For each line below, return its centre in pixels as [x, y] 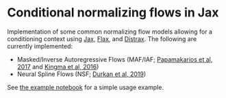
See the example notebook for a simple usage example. [86, 87]
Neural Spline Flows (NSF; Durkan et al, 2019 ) [81, 74]
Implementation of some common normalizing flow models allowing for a [110, 32]
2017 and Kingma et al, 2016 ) [58, 66]
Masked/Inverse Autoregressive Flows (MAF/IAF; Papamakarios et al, [115, 59]
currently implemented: [40, 46]
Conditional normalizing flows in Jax [113, 13]
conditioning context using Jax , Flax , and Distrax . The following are [102, 38]
